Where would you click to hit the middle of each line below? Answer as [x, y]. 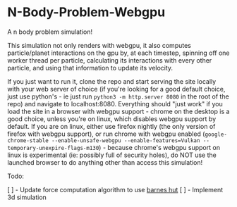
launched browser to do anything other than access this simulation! [105, 162]
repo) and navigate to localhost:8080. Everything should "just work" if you [115, 103]
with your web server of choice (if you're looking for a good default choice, [116, 89]
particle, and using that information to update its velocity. [90, 68]
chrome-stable [28, 140]
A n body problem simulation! [50, 32]
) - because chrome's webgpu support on [159, 147]
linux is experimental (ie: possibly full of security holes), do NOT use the [112, 155]
